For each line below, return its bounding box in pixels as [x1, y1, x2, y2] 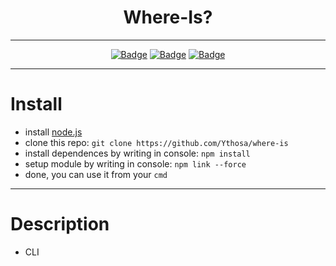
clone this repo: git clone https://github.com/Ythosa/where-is [24, 136, 289, 148]
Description [10, 213, 110, 236]
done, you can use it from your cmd [24, 168, 168, 180]
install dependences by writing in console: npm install [24, 147, 251, 159]
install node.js [24, 126, 83, 138]
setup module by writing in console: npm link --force [24, 157, 247, 170]
